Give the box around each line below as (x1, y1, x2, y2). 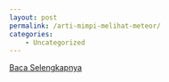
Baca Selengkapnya (9, 62, 83, 73)
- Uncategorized (25, 37, 86, 47)
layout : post (9, 12, 58, 22)
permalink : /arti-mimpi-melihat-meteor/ (9, 21, 162, 30)
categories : (9, 29, 53, 38)
